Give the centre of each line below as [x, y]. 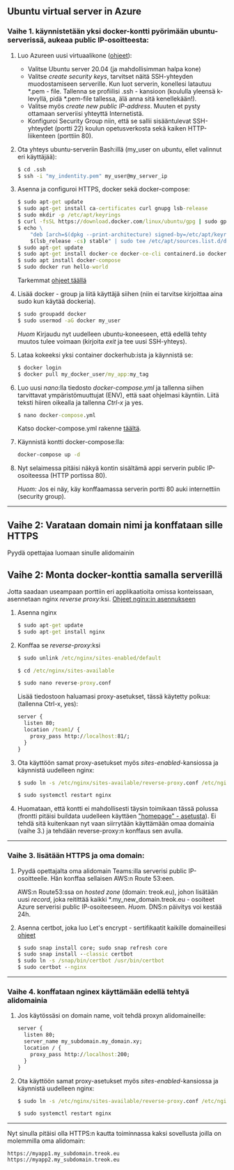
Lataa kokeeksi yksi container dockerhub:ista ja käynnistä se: [105, 355]
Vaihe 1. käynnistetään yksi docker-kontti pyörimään [98, 31]
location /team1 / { [52, 730]
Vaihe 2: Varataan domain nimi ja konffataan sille [115, 525]
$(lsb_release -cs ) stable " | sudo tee [88, 241]
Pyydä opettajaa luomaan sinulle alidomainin [71, 553]
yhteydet [40, 128]
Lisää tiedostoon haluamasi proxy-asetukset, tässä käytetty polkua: [114, 696]
